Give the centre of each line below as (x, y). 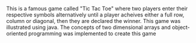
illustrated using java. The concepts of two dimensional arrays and (89, 27)
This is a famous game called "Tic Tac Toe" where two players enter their (97, 9)
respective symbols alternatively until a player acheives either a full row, (95, 15)
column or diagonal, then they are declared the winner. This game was (93, 21)
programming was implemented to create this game (92, 34)
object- (181, 27)
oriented (17, 34)
